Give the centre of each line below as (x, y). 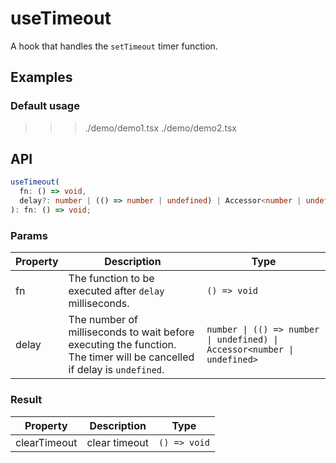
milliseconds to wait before (131, 332)
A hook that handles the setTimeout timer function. (114, 46)
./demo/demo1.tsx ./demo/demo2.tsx (160, 128)
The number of (103, 320)
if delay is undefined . (116, 370)
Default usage (45, 106)
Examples (41, 77)
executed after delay (116, 291)
